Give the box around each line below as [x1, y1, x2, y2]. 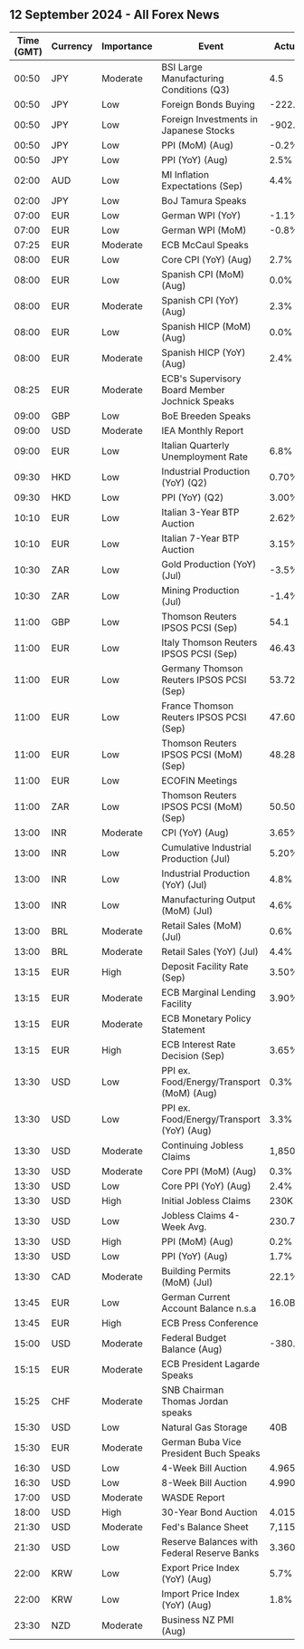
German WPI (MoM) [161, 224, 247, 236]
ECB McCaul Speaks [161, 238, 249, 251]
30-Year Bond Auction [161, 1506, 258, 1519]
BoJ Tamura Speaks [161, 194, 247, 207]
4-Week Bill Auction [161, 1461, 247, 1474]
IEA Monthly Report [161, 424, 244, 437]
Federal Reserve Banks [161, 1547, 260, 1559]
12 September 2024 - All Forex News [9, 7, 220, 23]
